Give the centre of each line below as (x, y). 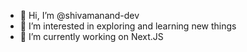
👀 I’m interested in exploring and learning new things (128, 26)
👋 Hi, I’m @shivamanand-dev (79, 15)
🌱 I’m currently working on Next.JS (91, 36)
